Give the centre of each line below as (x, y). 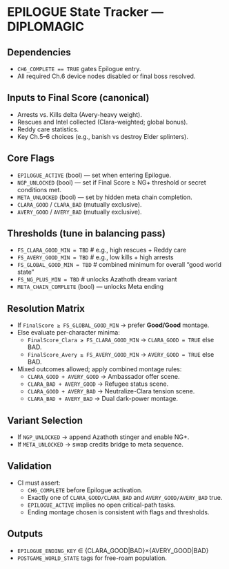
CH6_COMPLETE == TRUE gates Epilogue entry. (79, 69)
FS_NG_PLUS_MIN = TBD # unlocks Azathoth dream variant (97, 279)
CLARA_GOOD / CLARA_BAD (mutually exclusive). (80, 204)
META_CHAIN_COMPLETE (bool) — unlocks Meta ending (90, 287)
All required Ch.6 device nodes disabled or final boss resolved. (106, 76)
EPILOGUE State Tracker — (86, 12)
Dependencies (39, 52)
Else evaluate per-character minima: (69, 333)
